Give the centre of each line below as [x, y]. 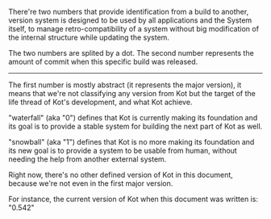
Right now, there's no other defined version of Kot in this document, [121, 175]
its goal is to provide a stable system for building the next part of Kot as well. [135, 126]
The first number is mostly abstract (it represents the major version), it [125, 85]
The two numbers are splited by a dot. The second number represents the [131, 53]
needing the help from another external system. [88, 159]
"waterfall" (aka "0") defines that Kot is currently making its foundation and [133, 118]
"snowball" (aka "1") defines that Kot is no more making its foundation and [131, 142]
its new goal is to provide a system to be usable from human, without [123, 150]
